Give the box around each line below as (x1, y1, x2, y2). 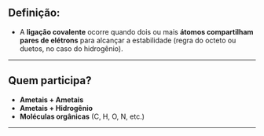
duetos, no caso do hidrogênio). (19, 43, 123, 53)
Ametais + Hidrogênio (19, 103, 93, 112)
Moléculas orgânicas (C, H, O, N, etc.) (19, 112, 145, 121)
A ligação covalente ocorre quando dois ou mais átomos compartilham (19, 27, 254, 36)
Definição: (8, 6, 60, 20)
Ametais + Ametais (19, 94, 84, 105)
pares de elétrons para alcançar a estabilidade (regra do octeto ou (19, 35, 236, 45)
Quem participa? (8, 74, 92, 87)
